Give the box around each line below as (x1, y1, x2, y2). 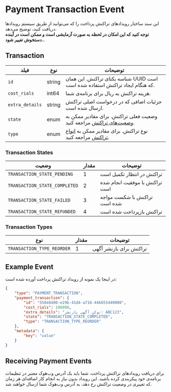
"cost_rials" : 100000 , (23, 304, 72, 310)
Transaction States (5, 149, 53, 156)
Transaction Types (5, 223, 52, 230)
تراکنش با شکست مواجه (100, 193, 153, 201)
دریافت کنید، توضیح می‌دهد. (5, 25, 57, 32)
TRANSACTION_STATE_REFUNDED (8, 209, 76, 215)
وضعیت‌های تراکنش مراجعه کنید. (65, 119, 135, 126)
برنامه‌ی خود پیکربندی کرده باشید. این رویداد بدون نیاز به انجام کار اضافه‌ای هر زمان (5, 376, 161, 382)
